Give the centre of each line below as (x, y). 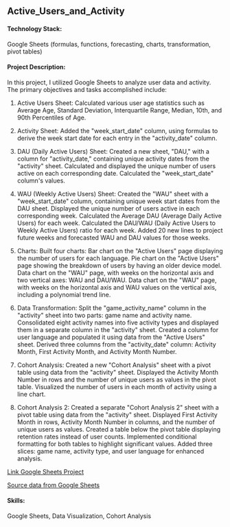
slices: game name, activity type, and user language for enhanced (111, 451)
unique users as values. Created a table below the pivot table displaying (119, 429)
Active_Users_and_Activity (66, 11)
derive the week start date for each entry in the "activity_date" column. (117, 138)
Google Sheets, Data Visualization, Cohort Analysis (79, 516)
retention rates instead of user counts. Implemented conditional (107, 436)
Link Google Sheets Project (46, 471)
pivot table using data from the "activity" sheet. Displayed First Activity (117, 414)
